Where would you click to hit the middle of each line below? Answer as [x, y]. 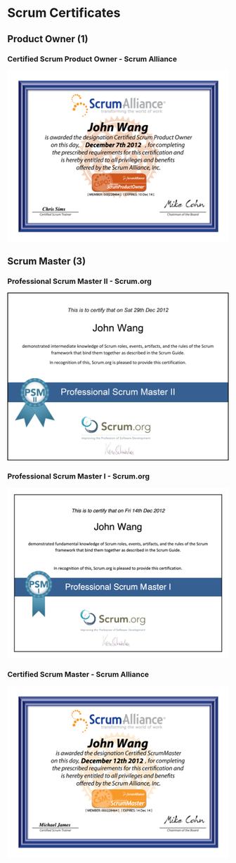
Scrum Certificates [64, 13]
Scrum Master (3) [47, 261]
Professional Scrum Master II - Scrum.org [80, 281]
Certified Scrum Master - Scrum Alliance [78, 675]
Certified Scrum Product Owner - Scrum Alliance [92, 59]
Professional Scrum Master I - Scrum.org [78, 476]
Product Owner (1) [48, 39]
